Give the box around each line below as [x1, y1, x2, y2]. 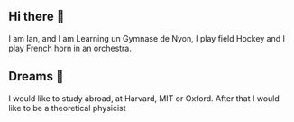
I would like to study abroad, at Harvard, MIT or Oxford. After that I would [8, 92, 280, 104]
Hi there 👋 [8, 9, 65, 24]
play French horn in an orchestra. [8, 42, 133, 53]
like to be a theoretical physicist [8, 102, 127, 113]
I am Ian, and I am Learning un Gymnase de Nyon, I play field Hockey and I [8, 33, 286, 43]
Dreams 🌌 [8, 69, 64, 84]
